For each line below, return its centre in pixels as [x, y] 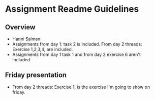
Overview [20, 27]
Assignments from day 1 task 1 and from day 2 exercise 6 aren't [77, 54]
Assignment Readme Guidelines [72, 9]
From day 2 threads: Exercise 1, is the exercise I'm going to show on [81, 87]
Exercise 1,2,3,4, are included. [43, 49]
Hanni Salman [26, 39]
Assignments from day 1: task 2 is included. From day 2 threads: [77, 44]
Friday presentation [36, 75]
